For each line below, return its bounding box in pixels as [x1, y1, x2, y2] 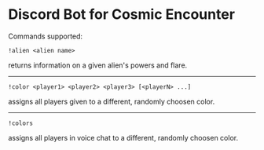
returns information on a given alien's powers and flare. [8, 60, 188, 70]
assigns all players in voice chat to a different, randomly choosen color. [8, 133, 238, 142]
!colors [8, 119, 34, 127]
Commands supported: [8, 31, 83, 41]
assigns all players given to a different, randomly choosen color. [8, 97, 215, 106]
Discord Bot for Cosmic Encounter [8, 5, 236, 24]
